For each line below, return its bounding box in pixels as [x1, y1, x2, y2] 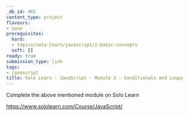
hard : [11, 36, 26, 42]
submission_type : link [6, 58, 63, 64]
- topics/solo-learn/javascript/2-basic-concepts [11, 42, 138, 48]
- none [6, 25, 23, 32]
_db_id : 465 [6, 8, 36, 15]
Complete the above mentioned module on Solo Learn [6, 92, 139, 99]
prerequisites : [6, 31, 44, 37]
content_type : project [6, 14, 63, 20]
